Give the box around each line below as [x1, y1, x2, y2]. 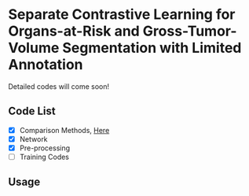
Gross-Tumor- [142, 22, 237, 40]
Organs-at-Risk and [8, 22, 140, 40]
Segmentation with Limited [62, 39, 242, 57]
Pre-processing [19, 143, 71, 153]
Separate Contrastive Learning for [8, 6, 236, 24]
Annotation [8, 56, 84, 74]
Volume [8, 39, 60, 57]
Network [19, 134, 49, 143]
